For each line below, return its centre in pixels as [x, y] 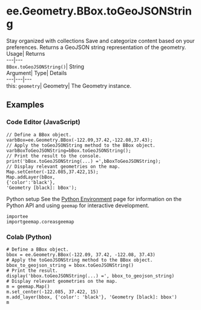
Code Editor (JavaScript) [43, 122]
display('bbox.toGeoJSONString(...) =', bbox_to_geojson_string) [90, 276]
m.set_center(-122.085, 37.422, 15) [52, 292]
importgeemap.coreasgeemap [40, 222]
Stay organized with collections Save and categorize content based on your [100, 41]
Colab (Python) [29, 237]
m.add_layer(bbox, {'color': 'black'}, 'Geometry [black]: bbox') [92, 297]
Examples [25, 105]
